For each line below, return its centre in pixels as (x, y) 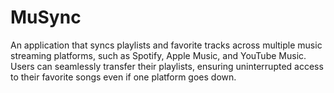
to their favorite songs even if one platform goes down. (123, 77)
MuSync (46, 17)
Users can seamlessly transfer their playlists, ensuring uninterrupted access (167, 66)
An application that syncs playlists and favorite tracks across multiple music (166, 45)
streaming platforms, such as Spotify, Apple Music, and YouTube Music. (158, 55)
